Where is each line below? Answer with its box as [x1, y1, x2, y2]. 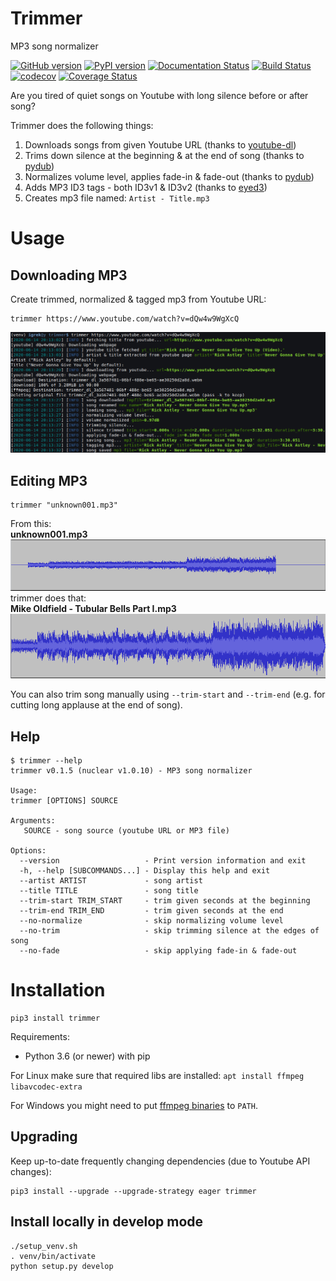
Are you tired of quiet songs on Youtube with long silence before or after [10, 89, 309, 101]
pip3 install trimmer [10, 1013, 101, 1023]
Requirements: [10, 1030, 70, 1042]
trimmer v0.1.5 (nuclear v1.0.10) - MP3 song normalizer [10, 765, 253, 776]
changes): [10, 1165, 52, 1177]
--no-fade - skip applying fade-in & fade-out [19, 945, 298, 956]
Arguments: [10, 815, 56, 826]
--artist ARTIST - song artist [19, 875, 203, 886]
